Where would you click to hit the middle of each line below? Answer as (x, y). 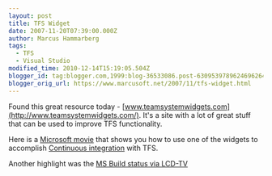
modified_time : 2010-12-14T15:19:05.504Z (79, 69)
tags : (17, 46)
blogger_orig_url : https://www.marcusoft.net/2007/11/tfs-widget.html (130, 83)
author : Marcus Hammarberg (54, 38)
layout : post (30, 16)
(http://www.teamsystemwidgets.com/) (74, 115)
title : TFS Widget (39, 23)
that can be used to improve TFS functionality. (85, 124)
